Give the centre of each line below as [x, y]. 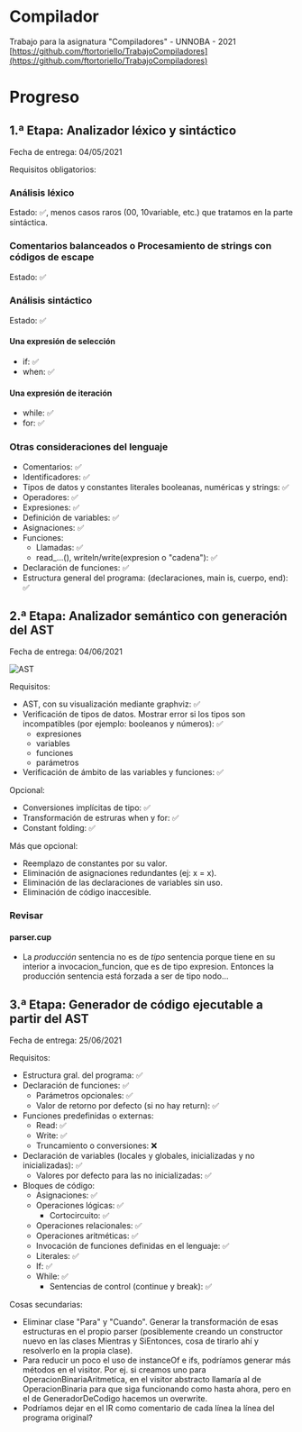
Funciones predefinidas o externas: [88, 1116]
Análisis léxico [42, 193]
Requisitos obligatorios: [53, 169]
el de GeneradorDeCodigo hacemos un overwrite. [115, 1399]
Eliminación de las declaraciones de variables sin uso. [123, 883]
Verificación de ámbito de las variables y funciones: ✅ [123, 772]
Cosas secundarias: [46, 1305]
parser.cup [31, 937]
